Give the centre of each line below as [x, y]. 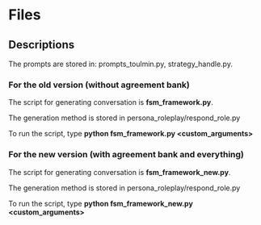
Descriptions [42, 45]
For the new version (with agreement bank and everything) [126, 155]
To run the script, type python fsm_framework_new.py [101, 203]
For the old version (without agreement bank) [99, 85]
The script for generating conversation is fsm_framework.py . [111, 102]
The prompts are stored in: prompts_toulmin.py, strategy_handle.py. [120, 64]
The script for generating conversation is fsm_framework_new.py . [120, 172]
